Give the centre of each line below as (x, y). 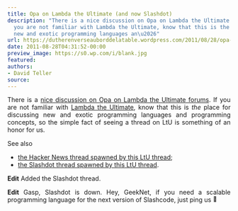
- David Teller (30, 73)
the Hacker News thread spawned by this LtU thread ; (95, 157)
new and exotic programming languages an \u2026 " (87, 34)
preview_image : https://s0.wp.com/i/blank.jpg (77, 54)
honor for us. (26, 130)
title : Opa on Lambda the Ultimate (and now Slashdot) (90, 14)
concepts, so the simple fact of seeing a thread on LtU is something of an (119, 122)
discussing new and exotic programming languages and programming (119, 115)
